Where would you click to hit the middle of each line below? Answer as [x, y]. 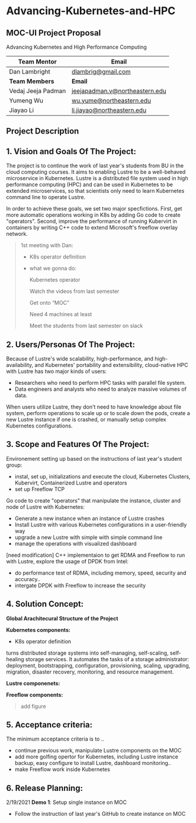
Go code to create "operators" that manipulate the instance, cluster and [94, 500]
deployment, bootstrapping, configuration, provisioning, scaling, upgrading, [98, 665]
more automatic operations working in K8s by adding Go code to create [93, 215]
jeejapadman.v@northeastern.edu [119, 91]
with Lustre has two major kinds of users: [57, 371]
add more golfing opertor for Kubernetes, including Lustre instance [97, 757]
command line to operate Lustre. [46, 197]
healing [15, 659]
